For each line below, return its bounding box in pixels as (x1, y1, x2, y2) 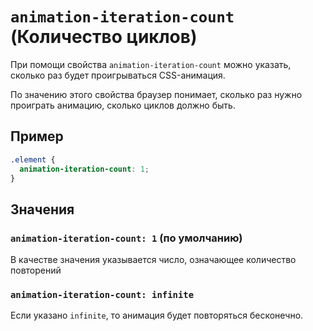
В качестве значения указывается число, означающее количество (10, 254, 297, 266)
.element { (10, 154, 56, 165)
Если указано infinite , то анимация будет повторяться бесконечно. (10, 309, 304, 322)
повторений (10, 264, 62, 277)
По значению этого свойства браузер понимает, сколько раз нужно (10, 88, 303, 100)
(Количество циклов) (10, 26, 198, 48)
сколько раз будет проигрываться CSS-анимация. (10, 69, 226, 81)
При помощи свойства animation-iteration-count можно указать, (10, 58, 292, 70)
